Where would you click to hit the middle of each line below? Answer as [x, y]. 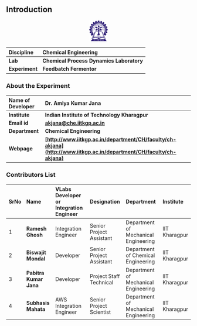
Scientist [101, 312]
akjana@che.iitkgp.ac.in [75, 123]
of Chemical [140, 255]
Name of [19, 100]
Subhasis [38, 303]
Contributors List [31, 174]
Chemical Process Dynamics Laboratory [93, 60]
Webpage [21, 149]
